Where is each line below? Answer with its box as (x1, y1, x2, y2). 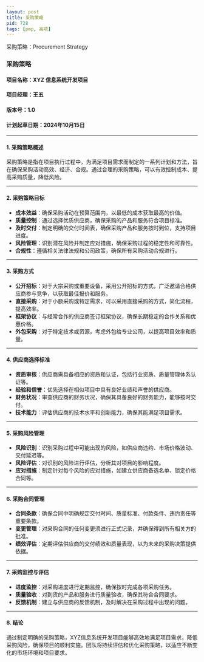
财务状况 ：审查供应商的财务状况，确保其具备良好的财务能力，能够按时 (15, 393, 191, 401)
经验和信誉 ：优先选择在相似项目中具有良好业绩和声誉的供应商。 (15, 386, 175, 393)
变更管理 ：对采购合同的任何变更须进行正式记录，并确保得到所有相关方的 (15, 525, 196, 532)
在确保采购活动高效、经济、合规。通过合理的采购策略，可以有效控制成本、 (6, 166, 192, 173)
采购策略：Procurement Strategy (6, 43, 88, 50)
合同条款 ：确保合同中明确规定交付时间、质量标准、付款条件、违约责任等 (15, 510, 196, 517)
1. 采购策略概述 (6, 143, 44, 151)
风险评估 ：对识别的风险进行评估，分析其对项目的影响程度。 (15, 459, 165, 466)
